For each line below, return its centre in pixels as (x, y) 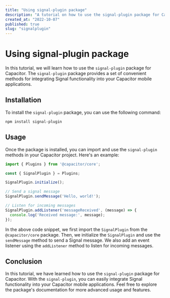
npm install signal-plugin (34, 122)
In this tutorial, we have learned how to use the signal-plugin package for (82, 274)
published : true (22, 24)
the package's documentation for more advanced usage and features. (78, 290)
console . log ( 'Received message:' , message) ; (57, 215)
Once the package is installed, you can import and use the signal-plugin (81, 149)
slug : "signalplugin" (28, 29)
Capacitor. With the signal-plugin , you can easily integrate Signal (74, 279)
